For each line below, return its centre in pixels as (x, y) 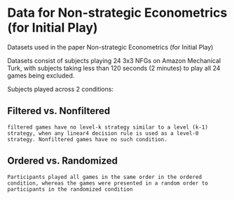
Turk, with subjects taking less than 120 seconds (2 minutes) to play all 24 (114, 68)
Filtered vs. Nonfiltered (59, 111)
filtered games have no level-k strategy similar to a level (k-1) (108, 127)
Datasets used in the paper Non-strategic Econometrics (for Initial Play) (110, 47)
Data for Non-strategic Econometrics (117, 13)
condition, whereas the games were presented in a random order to (108, 183)
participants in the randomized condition (70, 189)
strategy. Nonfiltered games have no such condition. (88, 139)
